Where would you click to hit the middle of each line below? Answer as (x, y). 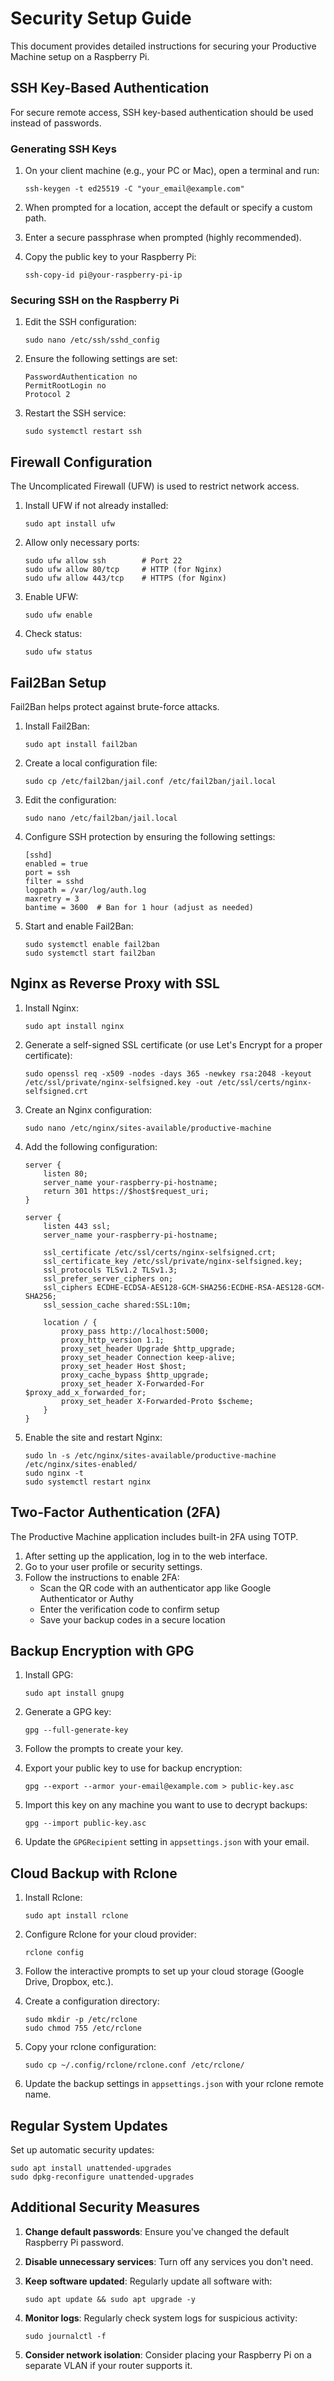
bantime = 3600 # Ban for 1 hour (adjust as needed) (139, 907)
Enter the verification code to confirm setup (129, 1609)
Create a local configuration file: (91, 763)
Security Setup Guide (101, 18)
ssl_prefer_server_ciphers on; (108, 1278)
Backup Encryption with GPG (102, 1650)
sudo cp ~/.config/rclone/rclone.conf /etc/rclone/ (134, 2065)
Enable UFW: (51, 597)
